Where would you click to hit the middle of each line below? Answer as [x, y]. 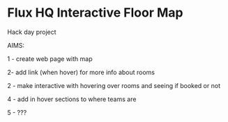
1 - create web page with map [50, 59]
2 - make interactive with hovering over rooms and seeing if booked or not [114, 85]
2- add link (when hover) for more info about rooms [81, 72]
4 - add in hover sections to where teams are [72, 99]
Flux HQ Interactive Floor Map [95, 13]
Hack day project [32, 32]
